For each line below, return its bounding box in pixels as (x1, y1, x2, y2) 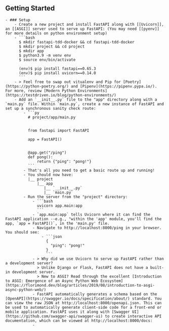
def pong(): (27, 154, 53, 160)
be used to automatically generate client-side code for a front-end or (5, 305, 162, 310)
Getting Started (5, 4, 55, 13)
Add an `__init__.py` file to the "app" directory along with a (18, 97, 157, 102)
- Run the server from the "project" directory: (23, 194, 128, 199)
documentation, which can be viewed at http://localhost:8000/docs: (5, 318, 153, 323)
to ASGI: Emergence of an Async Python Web (5, 278, 99, 283)
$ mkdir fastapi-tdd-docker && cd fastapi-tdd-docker (18, 39, 135, 44)
